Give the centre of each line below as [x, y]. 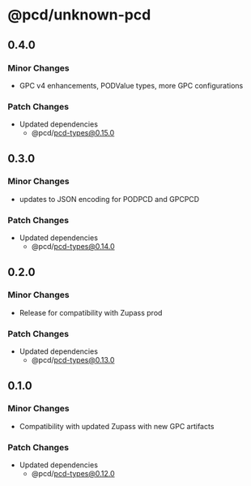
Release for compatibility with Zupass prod [91, 312]
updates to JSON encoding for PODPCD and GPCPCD [109, 199]
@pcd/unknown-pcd [79, 15]
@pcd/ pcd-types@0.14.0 [73, 247]
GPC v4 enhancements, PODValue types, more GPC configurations [131, 85]
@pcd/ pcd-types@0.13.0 [73, 360]
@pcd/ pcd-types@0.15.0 [73, 133]
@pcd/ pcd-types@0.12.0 [73, 474]
